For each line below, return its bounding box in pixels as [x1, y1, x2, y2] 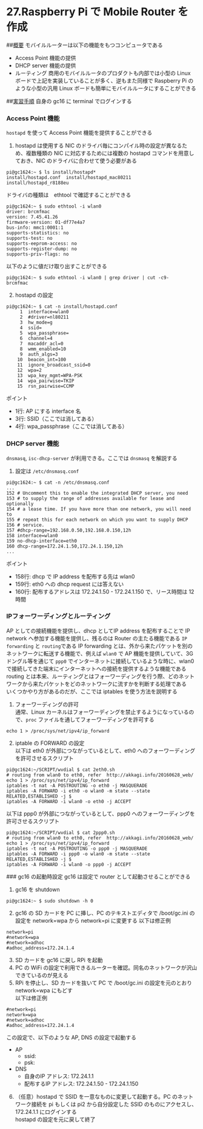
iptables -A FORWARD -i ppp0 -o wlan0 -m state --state [6, 850, 150, 857]
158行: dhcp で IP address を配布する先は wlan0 [15, 572, 135, 580]
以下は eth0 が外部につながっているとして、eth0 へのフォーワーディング [15, 747, 196, 754]
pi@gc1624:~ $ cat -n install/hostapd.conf [6, 303, 118, 310]
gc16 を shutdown [15, 886, 60, 893]
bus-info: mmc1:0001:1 [6, 225, 64, 231]
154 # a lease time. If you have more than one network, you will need [6, 506, 191, 512]
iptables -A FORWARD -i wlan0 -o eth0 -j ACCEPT [6, 798, 131, 804]
